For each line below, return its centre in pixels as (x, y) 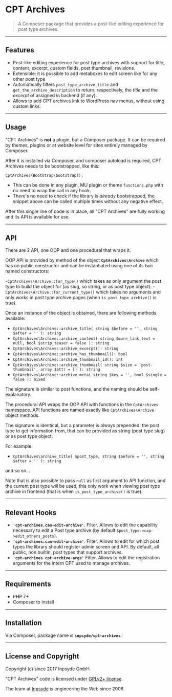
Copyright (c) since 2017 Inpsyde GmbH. (48, 669)
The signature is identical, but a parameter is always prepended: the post (82, 426)
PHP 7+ (21, 596)
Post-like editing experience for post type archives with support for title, (89, 62)
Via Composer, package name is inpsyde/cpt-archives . (63, 635)
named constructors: (27, 271)
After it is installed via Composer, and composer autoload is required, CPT (83, 160)
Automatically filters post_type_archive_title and (66, 84)
